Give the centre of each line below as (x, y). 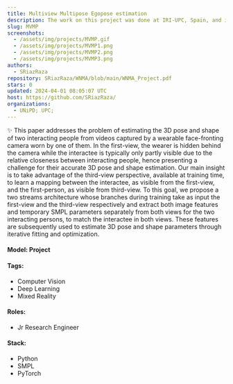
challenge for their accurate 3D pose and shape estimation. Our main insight (116, 167)
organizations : (29, 104)
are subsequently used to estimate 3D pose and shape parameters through (114, 226)
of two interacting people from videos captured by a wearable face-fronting (115, 138)
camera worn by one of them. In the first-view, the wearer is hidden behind (114, 145)
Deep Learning (38, 288)
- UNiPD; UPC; (34, 110)
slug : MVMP (23, 26)
